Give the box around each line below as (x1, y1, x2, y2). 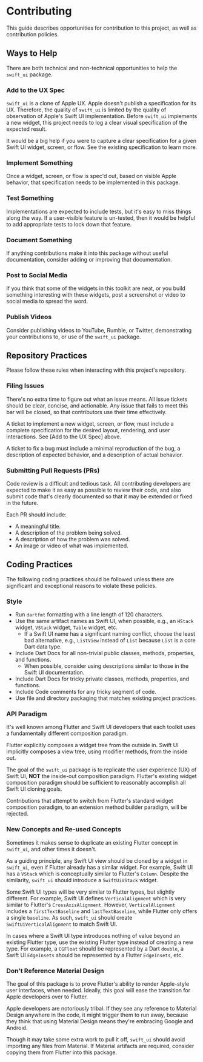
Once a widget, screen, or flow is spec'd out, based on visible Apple (6, 173, 177, 180)
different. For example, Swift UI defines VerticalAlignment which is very (6, 894, 186, 902)
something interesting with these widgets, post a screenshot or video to (6, 291, 186, 298)
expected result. (6, 125, 47, 133)
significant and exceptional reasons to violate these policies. (6, 582, 157, 589)
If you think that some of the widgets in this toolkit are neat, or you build (6, 285, 186, 292)
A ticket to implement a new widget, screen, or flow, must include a (6, 420, 174, 427)
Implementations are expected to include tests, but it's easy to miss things (6, 208, 192, 215)
